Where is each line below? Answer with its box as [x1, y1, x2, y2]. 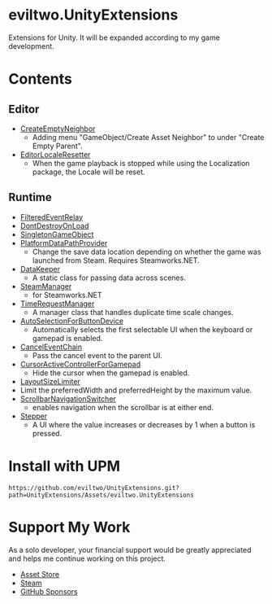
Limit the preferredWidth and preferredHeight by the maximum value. [19, 385, 253, 395]
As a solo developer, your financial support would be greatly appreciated [8, 545, 252, 554]
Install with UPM [8, 457, 120, 475]
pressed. [32, 428, 63, 438]
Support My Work [8, 518, 131, 536]
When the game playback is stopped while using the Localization [32, 158, 250, 168]
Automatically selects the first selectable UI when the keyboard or [32, 324, 253, 335]
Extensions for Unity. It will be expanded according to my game [8, 33, 221, 42]
